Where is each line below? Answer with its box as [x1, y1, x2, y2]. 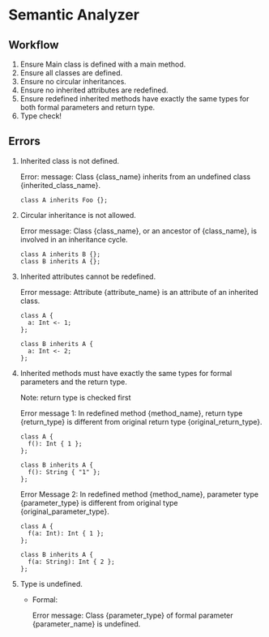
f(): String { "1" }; [28, 468, 101, 476]
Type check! [19, 111, 62, 121]
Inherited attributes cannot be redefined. [19, 271, 156, 281]
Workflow [8, 38, 59, 52]
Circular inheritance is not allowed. [19, 210, 136, 220]
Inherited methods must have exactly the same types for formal [19, 368, 233, 378]
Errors [8, 135, 41, 148]
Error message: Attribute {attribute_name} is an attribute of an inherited [19, 287, 258, 297]
